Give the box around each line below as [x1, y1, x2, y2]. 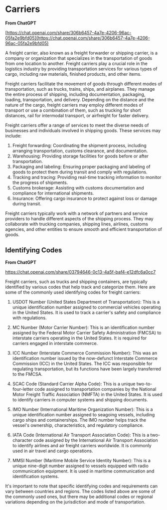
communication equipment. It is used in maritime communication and [12, 468, 155, 474]
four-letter [12, 386, 34, 392]
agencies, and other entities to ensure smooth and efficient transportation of [5, 226, 163, 232]
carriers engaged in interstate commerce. [12, 340, 98, 346]
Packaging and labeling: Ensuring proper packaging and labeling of [12, 164, 151, 170]
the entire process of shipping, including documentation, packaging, [5, 91, 146, 97]
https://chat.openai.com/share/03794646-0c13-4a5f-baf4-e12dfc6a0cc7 [5, 269, 156, 275]
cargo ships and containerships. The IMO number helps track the [12, 417, 146, 423]
